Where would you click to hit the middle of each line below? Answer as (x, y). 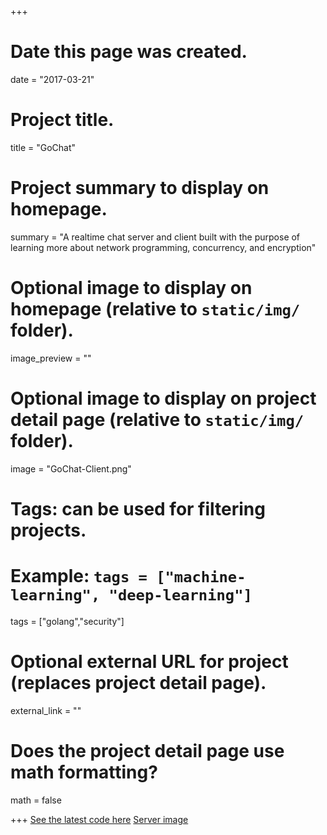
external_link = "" (46, 710)
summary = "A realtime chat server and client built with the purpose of (155, 237)
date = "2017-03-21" (52, 79)
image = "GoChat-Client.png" (71, 468)
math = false (36, 800)
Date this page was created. (129, 52)
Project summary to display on (140, 188)
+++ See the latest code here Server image (99, 819)
